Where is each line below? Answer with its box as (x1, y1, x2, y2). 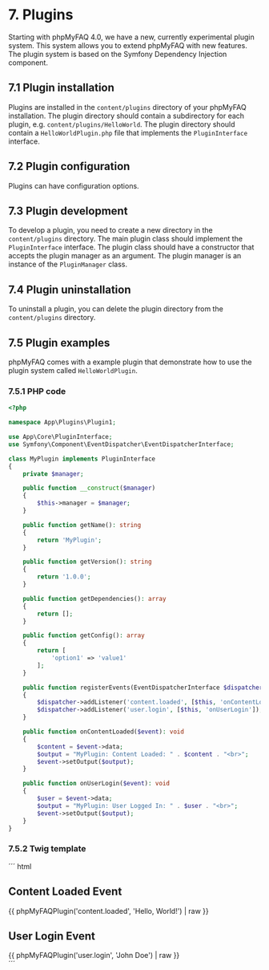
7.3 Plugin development (8, 204, 128, 217)
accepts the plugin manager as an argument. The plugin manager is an (8, 251, 242, 261)
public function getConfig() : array (22, 631, 146, 639)
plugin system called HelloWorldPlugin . (8, 366, 138, 375)
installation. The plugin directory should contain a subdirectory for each (8, 111, 245, 120)
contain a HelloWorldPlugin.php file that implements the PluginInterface (8, 128, 248, 137)
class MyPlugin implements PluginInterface (8, 455, 156, 463)
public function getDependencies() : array (22, 595, 167, 603)
